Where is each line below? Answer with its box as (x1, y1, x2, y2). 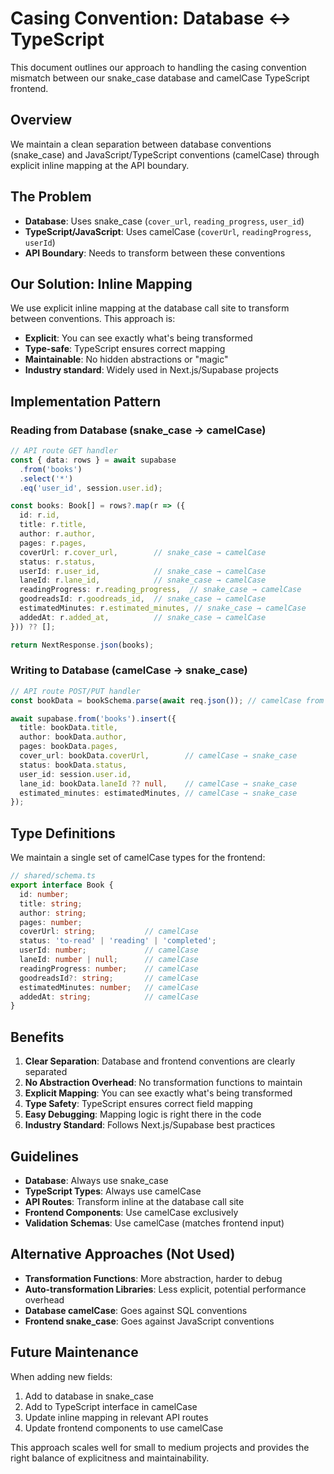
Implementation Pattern (10, 393, 162, 410)
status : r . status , (19, 557, 97, 567)
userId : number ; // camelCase (19, 945, 199, 956)
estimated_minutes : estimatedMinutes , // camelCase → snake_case (19, 788, 298, 798)
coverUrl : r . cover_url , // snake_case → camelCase (19, 547, 267, 557)
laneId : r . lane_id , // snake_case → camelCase (19, 575, 267, 586)
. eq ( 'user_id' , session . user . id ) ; (19, 483, 163, 493)
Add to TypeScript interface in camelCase (24, 1400, 198, 1412)
